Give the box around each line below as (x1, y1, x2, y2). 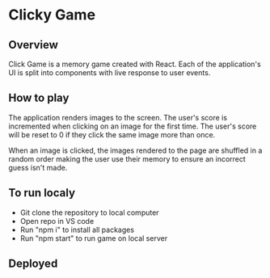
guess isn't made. (8, 162, 68, 172)
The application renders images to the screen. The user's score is (8, 112, 228, 122)
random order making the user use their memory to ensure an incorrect (8, 154, 247, 163)
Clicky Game (8, 6, 95, 24)
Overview (8, 38, 59, 52)
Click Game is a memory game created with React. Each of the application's (8, 59, 261, 69)
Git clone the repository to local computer (19, 208, 159, 217)
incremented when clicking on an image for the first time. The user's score (8, 121, 257, 131)
